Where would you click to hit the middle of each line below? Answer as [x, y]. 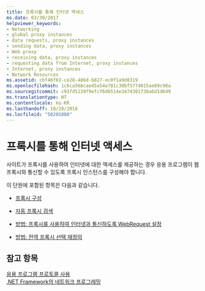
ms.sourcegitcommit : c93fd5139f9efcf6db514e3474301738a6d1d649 [89, 92]
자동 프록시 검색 [34, 211]
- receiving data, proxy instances [52, 57]
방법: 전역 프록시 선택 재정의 [49, 237]
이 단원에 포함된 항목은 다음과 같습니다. [53, 185]
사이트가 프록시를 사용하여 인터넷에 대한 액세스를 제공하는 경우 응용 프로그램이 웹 [103, 164]
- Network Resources [33, 75]
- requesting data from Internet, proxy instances [72, 63]
